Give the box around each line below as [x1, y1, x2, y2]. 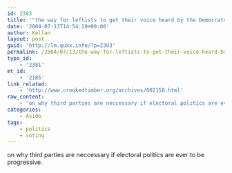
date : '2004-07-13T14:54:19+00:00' [7, 23, 110, 30]
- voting [19, 132, 45, 139]
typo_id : [7, 55, 32, 62]
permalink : [7, 49, 39, 56]
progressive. [7, 158, 43, 166]
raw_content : [7, 94, 45, 101]
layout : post [7, 36, 45, 43]
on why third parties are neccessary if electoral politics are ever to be [7, 151, 205, 159]
